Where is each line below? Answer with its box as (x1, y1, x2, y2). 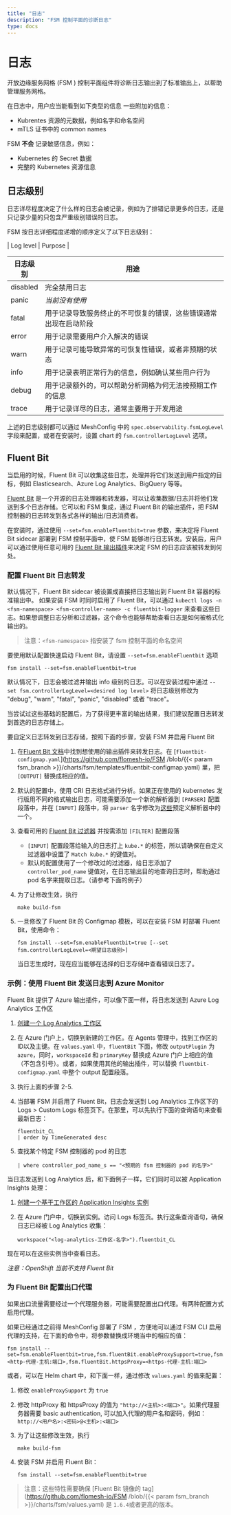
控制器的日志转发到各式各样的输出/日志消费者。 (7, 511, 142, 519)
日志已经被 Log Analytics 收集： (16, 1221, 108, 1230)
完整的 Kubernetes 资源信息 (16, 163, 96, 171)
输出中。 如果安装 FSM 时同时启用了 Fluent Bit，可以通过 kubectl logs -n (12, 596, 222, 604)
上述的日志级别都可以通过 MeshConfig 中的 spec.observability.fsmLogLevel (7, 423, 224, 431)
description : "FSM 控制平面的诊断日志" (7, 17, 112, 23)
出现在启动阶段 (44, 319, 93, 329)
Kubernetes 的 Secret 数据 (16, 154, 92, 162)
